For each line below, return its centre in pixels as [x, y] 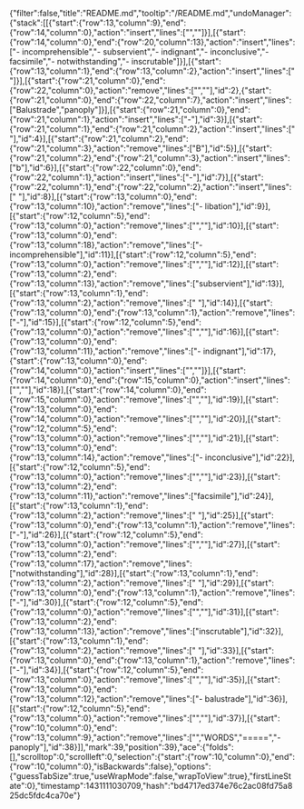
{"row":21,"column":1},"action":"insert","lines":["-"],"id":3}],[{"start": [136, 119]
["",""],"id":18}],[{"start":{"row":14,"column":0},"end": [108, 390]
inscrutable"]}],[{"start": [176, 61]
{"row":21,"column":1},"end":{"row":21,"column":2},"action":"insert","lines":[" [152, 129]
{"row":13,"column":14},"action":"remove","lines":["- [106, 457]
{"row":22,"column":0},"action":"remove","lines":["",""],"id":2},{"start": [141, 90]
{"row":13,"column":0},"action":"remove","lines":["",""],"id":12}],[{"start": [144, 264]
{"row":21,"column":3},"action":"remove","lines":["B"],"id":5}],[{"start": [141, 148]
